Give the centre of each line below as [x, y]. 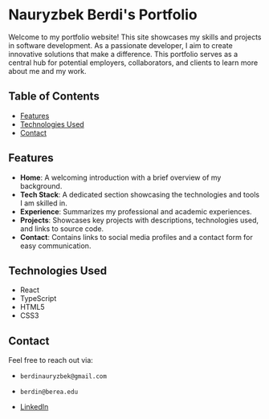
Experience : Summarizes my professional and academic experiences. [136, 211]
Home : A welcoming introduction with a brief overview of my [120, 177]
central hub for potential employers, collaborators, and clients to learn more [133, 63]
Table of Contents [54, 97]
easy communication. [55, 246]
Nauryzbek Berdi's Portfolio [103, 15]
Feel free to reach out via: [51, 360]
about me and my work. [47, 71]
